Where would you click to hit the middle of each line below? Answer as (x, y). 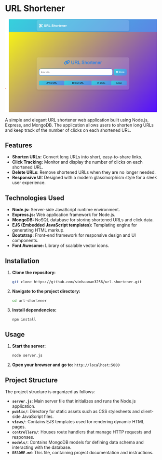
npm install (24, 319)
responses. (23, 437)
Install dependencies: (34, 310)
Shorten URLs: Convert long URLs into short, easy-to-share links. (77, 157)
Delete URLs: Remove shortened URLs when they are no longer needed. (84, 172)
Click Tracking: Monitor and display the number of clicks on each (77, 162)
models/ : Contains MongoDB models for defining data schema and (78, 442)
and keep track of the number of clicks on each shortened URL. (68, 130)
